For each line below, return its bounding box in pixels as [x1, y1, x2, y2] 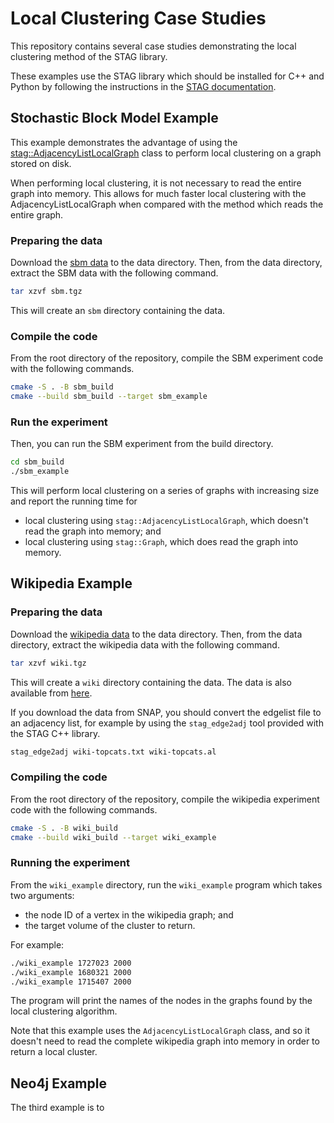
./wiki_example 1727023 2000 [10, 958, 132, 968]
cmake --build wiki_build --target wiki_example [10, 832, 217, 842]
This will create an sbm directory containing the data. [10, 304, 226, 316]
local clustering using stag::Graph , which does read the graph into [24, 536, 299, 548]
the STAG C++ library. [10, 727, 101, 739]
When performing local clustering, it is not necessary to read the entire [10, 177, 302, 189]
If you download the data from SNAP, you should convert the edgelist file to [10, 706, 322, 718]
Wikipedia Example [10, 575, 133, 592]
